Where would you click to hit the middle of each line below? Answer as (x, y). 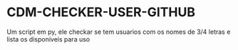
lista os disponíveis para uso (48, 39)
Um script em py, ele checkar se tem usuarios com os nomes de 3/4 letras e (119, 32)
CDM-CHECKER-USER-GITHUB (101, 12)
